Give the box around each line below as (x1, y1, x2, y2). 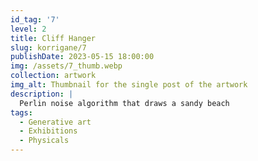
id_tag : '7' (10, 14, 60, 25)
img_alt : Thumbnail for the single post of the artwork (10, 80, 248, 90)
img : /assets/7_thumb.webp (10, 61, 123, 71)
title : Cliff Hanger (10, 33, 97, 43)
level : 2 (10, 24, 47, 34)
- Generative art (19, 117, 92, 127)
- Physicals (19, 136, 70, 146)
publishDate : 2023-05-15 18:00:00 (10, 52, 155, 62)
